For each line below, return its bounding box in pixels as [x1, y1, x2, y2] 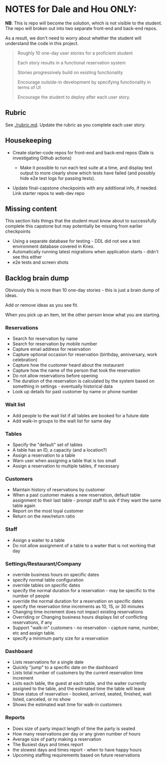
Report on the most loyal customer [12, 508, 84, 514]
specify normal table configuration [12, 577, 84, 583]
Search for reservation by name [12, 336, 78, 342]
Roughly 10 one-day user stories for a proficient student [17, 50, 133, 56]
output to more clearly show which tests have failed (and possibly [19, 170, 156, 176]
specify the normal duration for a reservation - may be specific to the [12, 587, 155, 593]
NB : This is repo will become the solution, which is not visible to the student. [5, 20, 162, 26]
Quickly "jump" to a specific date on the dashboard [12, 665, 118, 671]
